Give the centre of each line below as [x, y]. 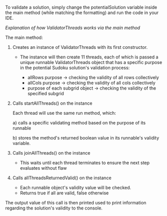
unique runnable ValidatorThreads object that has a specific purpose [91, 62]
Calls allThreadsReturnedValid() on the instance [62, 178]
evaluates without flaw [43, 168]
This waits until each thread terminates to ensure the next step [85, 163]
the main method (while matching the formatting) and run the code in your [82, 13]
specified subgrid [46, 93]
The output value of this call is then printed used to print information [76, 203]
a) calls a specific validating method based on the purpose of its [79, 123]
